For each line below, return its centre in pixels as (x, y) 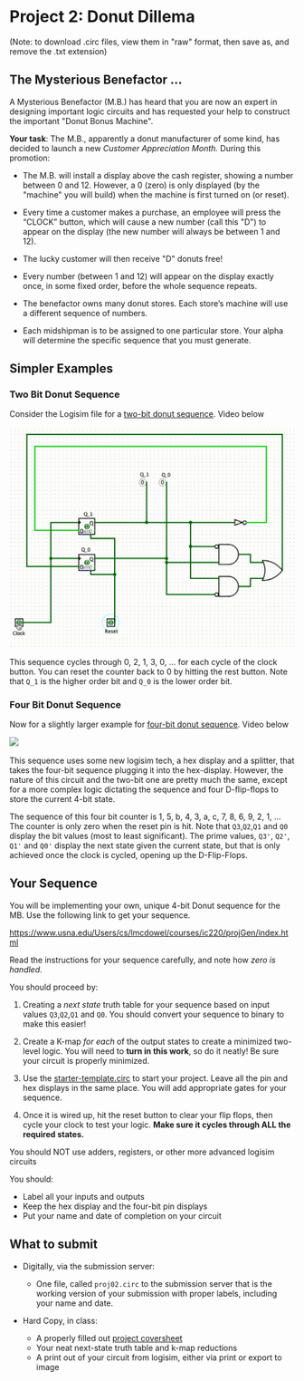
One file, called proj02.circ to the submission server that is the (154, 1283)
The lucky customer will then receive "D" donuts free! (123, 258)
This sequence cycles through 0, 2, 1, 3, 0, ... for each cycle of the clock (143, 662)
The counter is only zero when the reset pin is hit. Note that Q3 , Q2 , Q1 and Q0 (149, 826)
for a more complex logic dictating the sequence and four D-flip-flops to (144, 789)
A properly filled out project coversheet (109, 1338)
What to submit (53, 1245)
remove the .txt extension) (58, 51)
